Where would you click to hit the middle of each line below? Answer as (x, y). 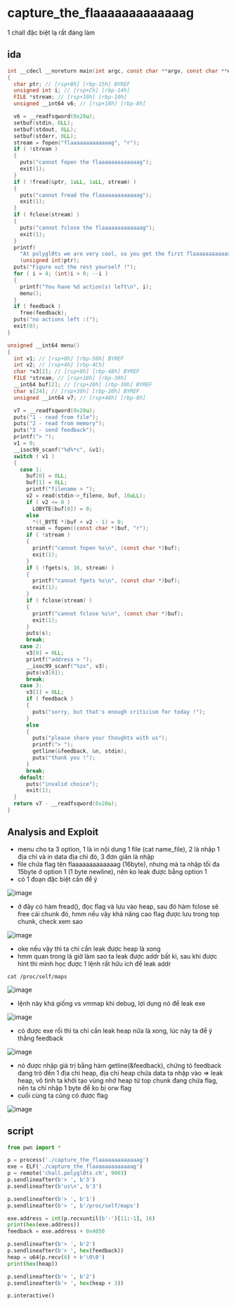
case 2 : (31, 646)
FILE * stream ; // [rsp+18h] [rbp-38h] (71, 378)
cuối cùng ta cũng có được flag (63, 1095)
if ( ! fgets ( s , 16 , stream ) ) (70, 568)
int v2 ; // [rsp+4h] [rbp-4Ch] (59, 365)
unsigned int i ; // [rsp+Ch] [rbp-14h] (72, 91)
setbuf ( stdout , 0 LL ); (45, 129)
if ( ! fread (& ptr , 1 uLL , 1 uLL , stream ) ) (75, 182)
